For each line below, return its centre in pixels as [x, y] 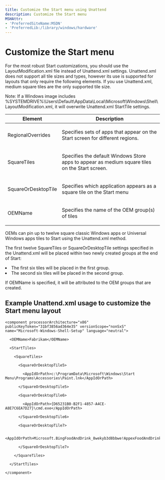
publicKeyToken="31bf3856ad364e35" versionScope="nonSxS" [66, 326]
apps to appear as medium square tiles [106, 162]
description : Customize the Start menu [46, 14]
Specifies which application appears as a [109, 186]
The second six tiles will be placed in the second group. [68, 273]
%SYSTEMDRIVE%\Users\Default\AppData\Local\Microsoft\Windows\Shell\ [82, 102]
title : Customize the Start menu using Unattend [56, 10]
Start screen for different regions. [100, 138]
